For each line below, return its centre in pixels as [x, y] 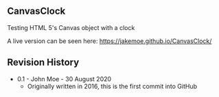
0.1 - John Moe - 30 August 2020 [64, 79]
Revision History [43, 63]
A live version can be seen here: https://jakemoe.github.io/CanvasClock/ [109, 41]
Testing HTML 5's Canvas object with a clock [71, 27]
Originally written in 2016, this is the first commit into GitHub [112, 86]
